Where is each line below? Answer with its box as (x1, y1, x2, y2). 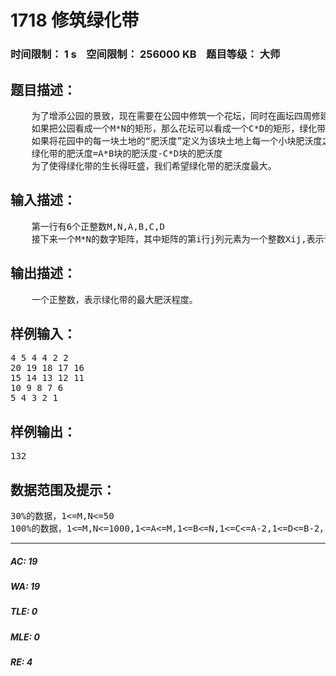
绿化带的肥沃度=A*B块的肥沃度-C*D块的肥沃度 (31, 147, 223, 159)
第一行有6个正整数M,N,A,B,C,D (31, 221, 165, 232)
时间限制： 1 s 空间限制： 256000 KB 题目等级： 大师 (10, 47, 281, 61)
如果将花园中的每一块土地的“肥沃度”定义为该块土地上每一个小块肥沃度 (31, 135, 323, 146)
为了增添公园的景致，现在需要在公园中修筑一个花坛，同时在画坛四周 (31, 110, 312, 121)
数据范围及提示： (10, 481, 116, 498)
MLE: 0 (10, 631, 40, 643)
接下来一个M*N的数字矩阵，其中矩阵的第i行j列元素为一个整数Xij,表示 (31, 233, 325, 245)
